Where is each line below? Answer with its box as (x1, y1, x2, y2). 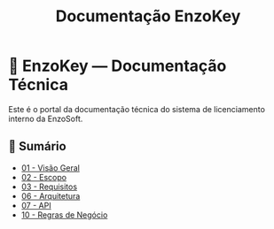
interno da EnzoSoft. (8, 113, 83, 124)
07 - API (20, 200, 51, 210)
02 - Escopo (20, 172, 67, 182)
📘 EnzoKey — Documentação (8, 56, 227, 76)
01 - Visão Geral (20, 162, 81, 173)
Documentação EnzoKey (55, 6, 241, 27)
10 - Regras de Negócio (20, 210, 108, 220)
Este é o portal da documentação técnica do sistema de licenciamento (8, 103, 265, 114)
